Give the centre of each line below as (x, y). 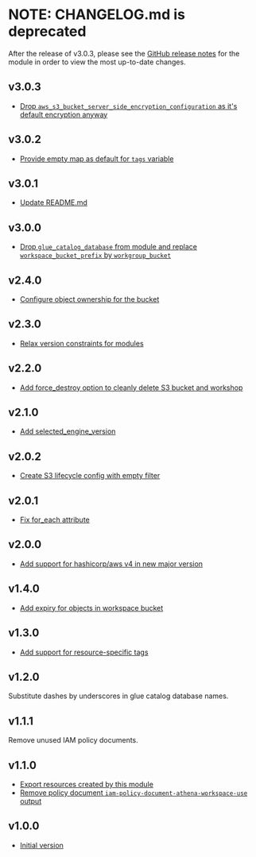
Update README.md (53, 203)
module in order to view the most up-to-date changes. (97, 62)
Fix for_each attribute (54, 520)
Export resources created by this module (86, 784)
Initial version (41, 845)
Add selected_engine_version (68, 431)
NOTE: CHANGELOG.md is (97, 15)
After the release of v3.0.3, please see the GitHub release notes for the (124, 53)
